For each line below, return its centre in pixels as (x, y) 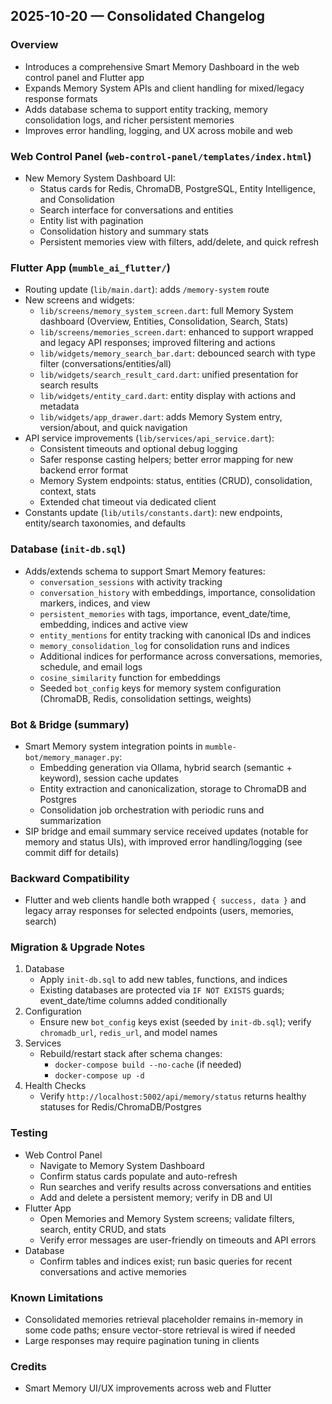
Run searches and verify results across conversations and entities (175, 1186)
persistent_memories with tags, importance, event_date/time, (165, 613)
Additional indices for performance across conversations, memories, (181, 656)
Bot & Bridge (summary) (70, 724)
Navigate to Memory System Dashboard (122, 1165)
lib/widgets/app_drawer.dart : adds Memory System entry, (161, 417)
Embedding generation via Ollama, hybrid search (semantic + (166, 767)
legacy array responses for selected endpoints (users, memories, (159, 911)
